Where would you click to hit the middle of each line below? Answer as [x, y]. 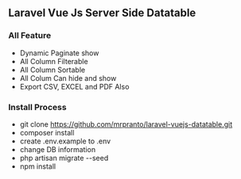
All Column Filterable [54, 61]
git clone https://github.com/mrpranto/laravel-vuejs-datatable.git [126, 124]
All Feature [30, 36]
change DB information [58, 149]
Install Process [37, 107]
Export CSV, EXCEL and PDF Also [74, 86]
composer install [47, 132]
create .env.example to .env [65, 141]
